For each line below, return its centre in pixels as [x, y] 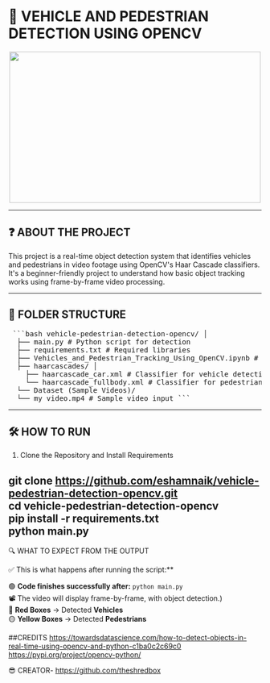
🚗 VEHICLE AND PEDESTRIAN [108, 17]
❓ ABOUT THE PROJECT [70, 233]
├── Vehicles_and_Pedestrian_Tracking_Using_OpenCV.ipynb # [137, 358]
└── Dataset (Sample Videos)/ [76, 390]
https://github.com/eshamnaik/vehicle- [157, 480]
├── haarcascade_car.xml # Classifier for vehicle [127, 374]
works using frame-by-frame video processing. [87, 281]
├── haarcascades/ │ [57, 366]
